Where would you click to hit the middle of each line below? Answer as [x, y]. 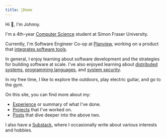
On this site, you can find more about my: [48, 94]
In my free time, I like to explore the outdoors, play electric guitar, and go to [83, 79]
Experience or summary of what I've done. [57, 104]
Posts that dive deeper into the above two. [56, 115]
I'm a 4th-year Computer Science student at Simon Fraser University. [77, 34]
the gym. [14, 85]
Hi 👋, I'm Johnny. [23, 24]
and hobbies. [19, 130]
